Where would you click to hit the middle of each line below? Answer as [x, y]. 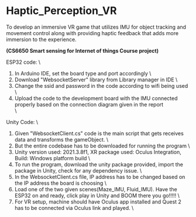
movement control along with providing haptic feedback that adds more [92, 33]
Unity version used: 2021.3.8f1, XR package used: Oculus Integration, [98, 152]
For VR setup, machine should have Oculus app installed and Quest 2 [98, 201]
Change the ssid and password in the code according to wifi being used [101, 85]
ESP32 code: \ [23, 62]
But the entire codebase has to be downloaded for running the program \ [102, 146]
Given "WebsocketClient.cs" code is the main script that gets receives [99, 133]
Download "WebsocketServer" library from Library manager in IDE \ [96, 80]
